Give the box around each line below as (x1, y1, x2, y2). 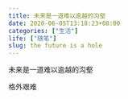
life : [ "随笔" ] (8, 34, 57, 43)
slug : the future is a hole (8, 42, 103, 50)
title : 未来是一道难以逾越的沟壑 (8, 11, 106, 20)
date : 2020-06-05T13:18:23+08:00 (8, 19, 121, 27)
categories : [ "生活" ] (8, 27, 79, 35)
